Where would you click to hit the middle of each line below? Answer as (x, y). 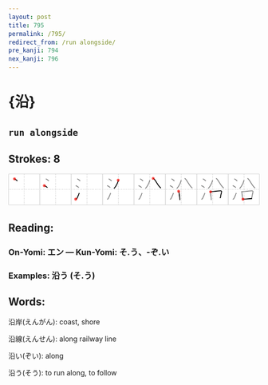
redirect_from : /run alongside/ (62, 42)
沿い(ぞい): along (36, 356)
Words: (27, 302)
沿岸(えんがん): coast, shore (54, 322)
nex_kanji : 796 (33, 59)
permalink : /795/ (37, 34)
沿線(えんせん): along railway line (63, 339)
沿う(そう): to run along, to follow (63, 373)
